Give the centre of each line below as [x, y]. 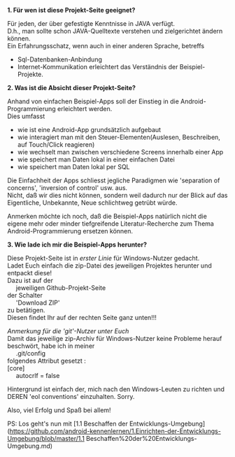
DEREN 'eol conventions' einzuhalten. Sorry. [71, 397]
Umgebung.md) [30, 446]
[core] [16, 368]
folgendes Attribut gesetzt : [47, 361]
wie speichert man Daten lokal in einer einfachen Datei [96, 159]
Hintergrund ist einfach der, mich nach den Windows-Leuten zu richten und [116, 389]
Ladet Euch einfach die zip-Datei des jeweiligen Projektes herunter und [109, 266]
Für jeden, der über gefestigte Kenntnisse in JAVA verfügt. [91, 23]
